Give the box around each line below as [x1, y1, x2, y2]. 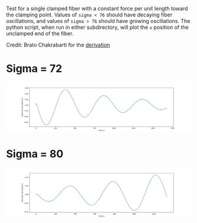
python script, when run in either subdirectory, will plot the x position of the [6, 24, 189, 31]
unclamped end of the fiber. [6, 30, 74, 37]
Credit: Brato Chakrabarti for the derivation [6, 41, 110, 48]
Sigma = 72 [6, 62, 63, 75]
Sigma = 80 [6, 147, 64, 161]
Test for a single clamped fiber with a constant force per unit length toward [6, 5, 188, 12]
